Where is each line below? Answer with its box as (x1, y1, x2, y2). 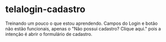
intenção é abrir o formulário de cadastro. (5, 31, 92, 37)
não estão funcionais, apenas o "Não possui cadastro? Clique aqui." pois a (5, 25, 161, 31)
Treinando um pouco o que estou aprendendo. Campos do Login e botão (5, 20, 158, 26)
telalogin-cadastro (5, 4, 85, 15)
